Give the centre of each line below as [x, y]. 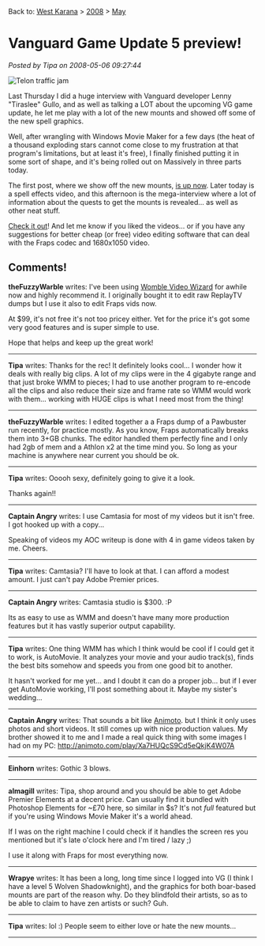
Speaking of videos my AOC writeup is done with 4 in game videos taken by [131, 539]
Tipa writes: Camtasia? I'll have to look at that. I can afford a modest [119, 571]
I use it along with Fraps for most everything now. [88, 855]
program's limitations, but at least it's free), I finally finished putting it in [124, 153]
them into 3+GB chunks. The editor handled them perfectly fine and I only [128, 438]
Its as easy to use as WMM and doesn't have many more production [119, 617]
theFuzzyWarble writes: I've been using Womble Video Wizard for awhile [127, 286]
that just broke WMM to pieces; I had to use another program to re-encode [129, 382]
